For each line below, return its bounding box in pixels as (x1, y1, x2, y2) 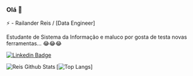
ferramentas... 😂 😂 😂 (6, 40, 62, 47)
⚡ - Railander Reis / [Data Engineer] (6, 19, 96, 27)
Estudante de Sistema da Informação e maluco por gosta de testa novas (6, 33, 188, 41)
